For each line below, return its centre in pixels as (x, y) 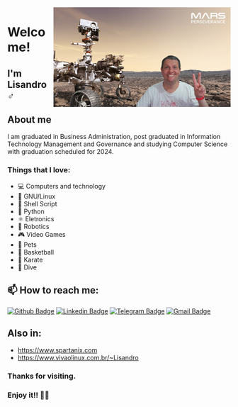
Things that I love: (39, 170)
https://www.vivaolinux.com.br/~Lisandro (78, 358)
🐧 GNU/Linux (36, 196)
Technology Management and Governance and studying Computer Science (118, 144)
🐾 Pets (27, 245)
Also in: (24, 333)
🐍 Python (31, 211)
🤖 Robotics (33, 226)
